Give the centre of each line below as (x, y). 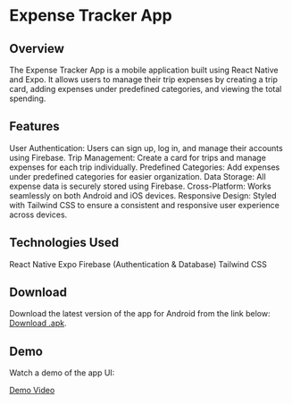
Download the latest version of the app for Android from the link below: (140, 314)
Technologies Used (64, 243)
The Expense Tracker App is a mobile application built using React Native (144, 70)
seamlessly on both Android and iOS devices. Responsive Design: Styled (143, 195)
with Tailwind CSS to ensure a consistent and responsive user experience (144, 205)
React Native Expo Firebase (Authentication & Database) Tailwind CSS (138, 264)
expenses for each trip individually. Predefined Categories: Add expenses (145, 167)
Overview (37, 49)
